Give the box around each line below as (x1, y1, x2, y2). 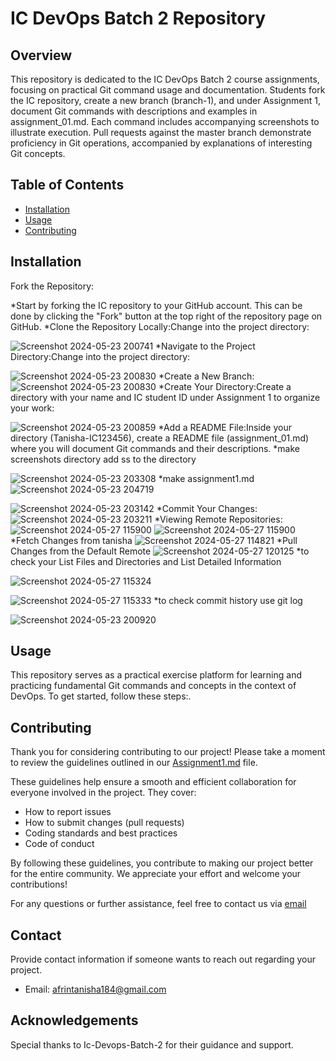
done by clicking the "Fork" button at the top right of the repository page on (10, 310, 323, 322)
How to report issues (24, 806, 112, 818)
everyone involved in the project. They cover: (10, 787, 197, 799)
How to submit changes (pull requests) (24, 817, 185, 829)
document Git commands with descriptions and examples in (10, 105, 258, 117)
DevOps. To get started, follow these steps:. (10, 690, 192, 702)
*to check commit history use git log (153, 594, 303, 606)
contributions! (10, 878, 68, 891)
